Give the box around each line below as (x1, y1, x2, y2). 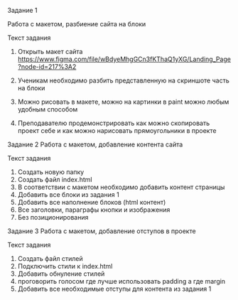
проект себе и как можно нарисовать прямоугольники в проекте (17, 127, 217, 134)
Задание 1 (7, 6, 38, 14)
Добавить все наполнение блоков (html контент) (17, 198, 166, 206)
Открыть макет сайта (17, 48, 83, 55)
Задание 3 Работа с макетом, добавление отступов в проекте (7, 227, 197, 235)
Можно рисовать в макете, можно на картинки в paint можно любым (17, 97, 229, 106)
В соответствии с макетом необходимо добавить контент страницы (17, 183, 225, 191)
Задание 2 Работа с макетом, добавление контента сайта (7, 140, 183, 149)
